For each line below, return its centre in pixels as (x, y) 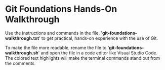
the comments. (21, 63)
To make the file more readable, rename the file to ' (57, 47)
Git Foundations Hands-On (61, 9)
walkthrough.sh (22, 53)
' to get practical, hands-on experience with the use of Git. (98, 38)
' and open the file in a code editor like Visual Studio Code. (98, 53)
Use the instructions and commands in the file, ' (54, 33)
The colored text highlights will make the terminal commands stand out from (83, 58)
